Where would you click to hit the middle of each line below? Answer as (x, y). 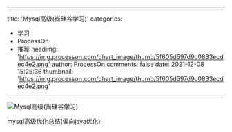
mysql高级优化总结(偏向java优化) (54, 121)
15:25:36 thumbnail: (45, 71)
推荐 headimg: (38, 49)
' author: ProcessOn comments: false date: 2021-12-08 (126, 64)
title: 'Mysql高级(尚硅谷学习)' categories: (65, 19)
